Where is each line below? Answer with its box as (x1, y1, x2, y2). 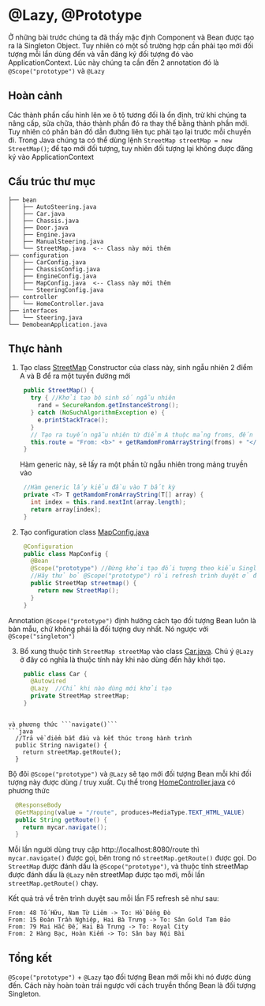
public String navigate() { (15, 741, 108, 749)
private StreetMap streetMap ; (30, 692, 130, 700)
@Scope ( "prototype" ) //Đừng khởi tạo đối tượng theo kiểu (30, 565, 236, 573)
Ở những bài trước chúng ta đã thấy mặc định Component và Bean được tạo (8, 32, 255, 42)
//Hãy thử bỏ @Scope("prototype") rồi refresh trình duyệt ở (30, 572, 250, 580)
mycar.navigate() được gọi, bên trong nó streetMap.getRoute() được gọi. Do (8, 853, 257, 863)
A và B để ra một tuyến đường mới (19, 371, 131, 381)
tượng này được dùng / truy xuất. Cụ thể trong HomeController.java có (8, 777, 236, 787)
